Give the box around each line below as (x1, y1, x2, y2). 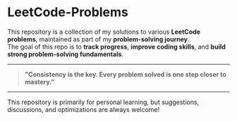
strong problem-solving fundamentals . (7, 50, 124, 58)
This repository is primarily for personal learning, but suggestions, (7, 98, 200, 106)
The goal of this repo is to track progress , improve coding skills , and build (7, 42, 226, 51)
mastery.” (24, 77, 55, 86)
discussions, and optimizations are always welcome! (7, 105, 160, 113)
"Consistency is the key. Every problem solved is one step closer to (24, 70, 227, 78)
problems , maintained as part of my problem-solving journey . (7, 34, 190, 43)
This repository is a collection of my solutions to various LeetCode (7, 27, 201, 36)
